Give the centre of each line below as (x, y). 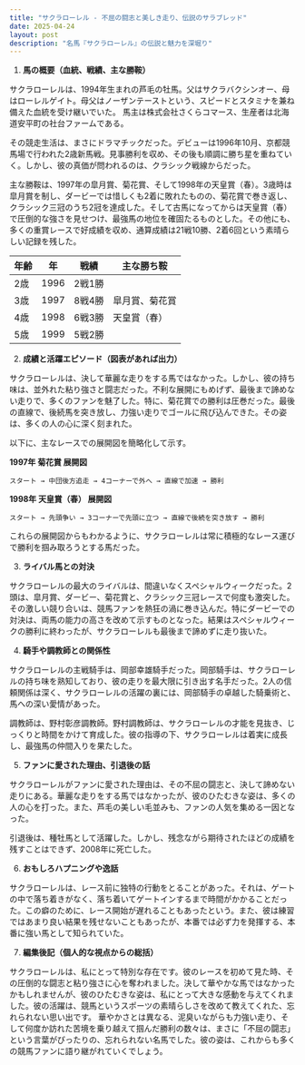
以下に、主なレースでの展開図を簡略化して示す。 (100, 443)
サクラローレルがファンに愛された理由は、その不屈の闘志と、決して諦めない (152, 784)
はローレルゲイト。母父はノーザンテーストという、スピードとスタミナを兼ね (152, 101)
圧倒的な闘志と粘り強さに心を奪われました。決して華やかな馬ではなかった (156, 983)
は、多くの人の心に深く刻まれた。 (73, 424)
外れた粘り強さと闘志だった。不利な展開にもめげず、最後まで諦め (164, 390)
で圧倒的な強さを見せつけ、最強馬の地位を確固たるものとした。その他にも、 (152, 219)
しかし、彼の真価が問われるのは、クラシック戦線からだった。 (140, 165)
